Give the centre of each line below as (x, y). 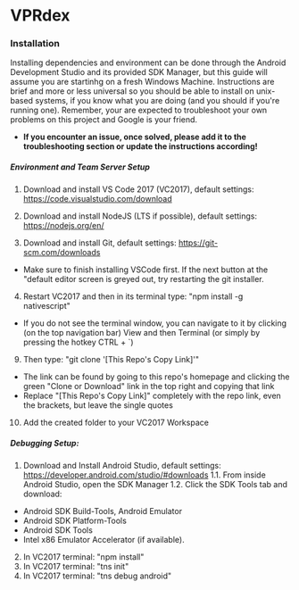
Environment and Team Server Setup (80, 167)
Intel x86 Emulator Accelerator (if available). (104, 540)
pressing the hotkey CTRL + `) (78, 342)
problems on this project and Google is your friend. (104, 120)
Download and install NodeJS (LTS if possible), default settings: (140, 216)
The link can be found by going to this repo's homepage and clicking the (156, 377)
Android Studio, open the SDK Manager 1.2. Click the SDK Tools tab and (155, 485)
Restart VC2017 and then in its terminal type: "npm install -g (133, 296)
